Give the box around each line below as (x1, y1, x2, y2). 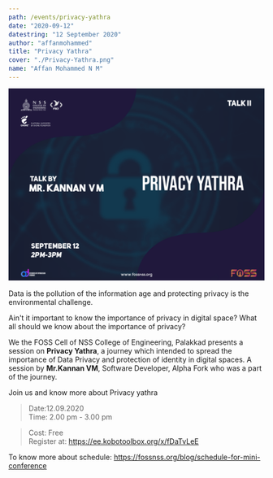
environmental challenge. (8, 297, 93, 306)
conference (8, 460, 47, 471)
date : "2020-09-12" (8, 21, 75, 30)
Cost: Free (28, 428, 63, 437)
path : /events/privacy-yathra (8, 13, 111, 21)
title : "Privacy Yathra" (8, 47, 93, 56)
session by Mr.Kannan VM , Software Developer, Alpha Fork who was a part (8, 363, 262, 373)
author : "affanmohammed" (8, 39, 93, 47)
